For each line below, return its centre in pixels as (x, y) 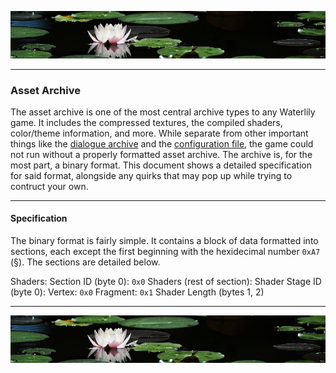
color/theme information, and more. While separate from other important (159, 133)
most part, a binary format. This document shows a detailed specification (161, 165)
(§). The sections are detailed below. (85, 262)
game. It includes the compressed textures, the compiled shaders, (146, 122)
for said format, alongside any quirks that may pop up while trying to (151, 175)
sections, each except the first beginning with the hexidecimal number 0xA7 (165, 252)
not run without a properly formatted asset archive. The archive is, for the (161, 154)
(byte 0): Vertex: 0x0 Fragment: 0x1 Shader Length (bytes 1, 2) (137, 292)
